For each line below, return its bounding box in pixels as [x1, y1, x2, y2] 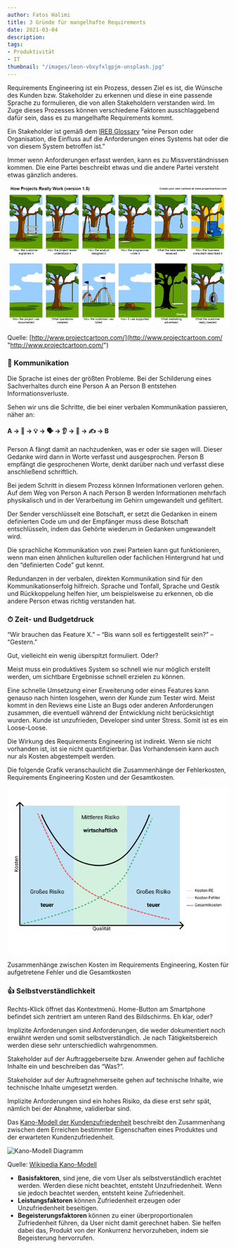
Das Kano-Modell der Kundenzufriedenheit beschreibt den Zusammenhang [7, 1117, 225, 1126]
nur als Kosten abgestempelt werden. [7, 752, 116, 761]
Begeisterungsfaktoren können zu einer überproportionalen [17, 1211, 193, 1219]
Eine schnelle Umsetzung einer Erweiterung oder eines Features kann [7, 686, 209, 695]
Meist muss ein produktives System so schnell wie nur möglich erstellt [7, 665, 211, 673]
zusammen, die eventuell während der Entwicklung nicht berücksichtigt [7, 709, 214, 717]
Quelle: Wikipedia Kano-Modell [7, 1160, 97, 1168]
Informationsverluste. [7, 389, 69, 398]
